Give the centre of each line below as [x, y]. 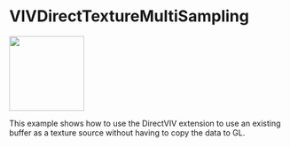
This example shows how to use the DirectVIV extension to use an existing [145, 123]
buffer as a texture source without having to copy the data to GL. [127, 132]
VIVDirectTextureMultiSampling [129, 16]
